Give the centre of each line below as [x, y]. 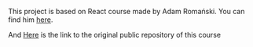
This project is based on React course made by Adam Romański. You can [126, 11]
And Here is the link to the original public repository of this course [115, 35]
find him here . [31, 20]
